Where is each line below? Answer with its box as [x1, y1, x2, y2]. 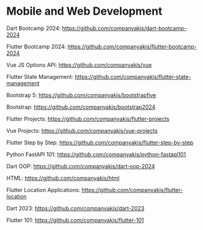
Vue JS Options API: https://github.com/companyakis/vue [6, 61, 152, 69]
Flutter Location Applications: [6, 186, 81, 193]
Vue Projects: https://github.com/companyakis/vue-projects [6, 127, 158, 134]
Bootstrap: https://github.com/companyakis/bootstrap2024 [6, 103, 156, 111]
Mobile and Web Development [6, 4, 163, 18]
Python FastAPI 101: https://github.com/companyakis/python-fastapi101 [6, 150, 186, 158]
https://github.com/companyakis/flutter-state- [75, 73, 191, 80]
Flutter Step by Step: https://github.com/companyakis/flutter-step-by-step [6, 139, 194, 146]
